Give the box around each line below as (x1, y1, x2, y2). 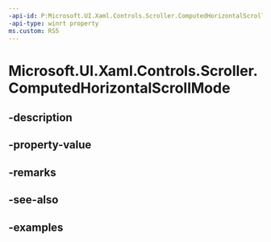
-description (8, 111, 73, 124)
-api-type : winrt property (8, 19, 99, 27)
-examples (8, 220, 64, 234)
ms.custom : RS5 (8, 27, 60, 35)
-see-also (8, 193, 59, 207)
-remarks (8, 165, 56, 179)
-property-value (8, 138, 92, 152)
